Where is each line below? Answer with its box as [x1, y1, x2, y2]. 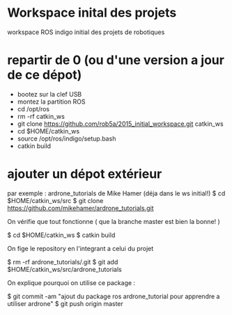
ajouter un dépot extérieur [7, 166, 162, 182]
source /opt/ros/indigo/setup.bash [17, 134, 116, 143]
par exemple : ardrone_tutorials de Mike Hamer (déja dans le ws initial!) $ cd [7, 189, 226, 197]
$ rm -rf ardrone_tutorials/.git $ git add [7, 257, 118, 266]
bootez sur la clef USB [17, 90, 82, 98]
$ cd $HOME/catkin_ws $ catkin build [7, 231, 116, 239]
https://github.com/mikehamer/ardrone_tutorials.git [7, 204, 154, 212]
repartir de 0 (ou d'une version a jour [7, 52, 225, 68]
